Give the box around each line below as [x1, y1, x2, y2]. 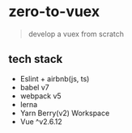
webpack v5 [19, 91, 62, 101]
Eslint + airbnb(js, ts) [19, 73, 90, 83]
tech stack [8, 52, 63, 66]
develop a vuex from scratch [28, 29, 124, 39]
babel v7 [19, 82, 50, 92]
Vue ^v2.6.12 [19, 116, 62, 127]
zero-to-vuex [8, 2, 100, 21]
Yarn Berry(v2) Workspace [19, 108, 110, 118]
